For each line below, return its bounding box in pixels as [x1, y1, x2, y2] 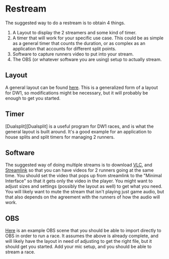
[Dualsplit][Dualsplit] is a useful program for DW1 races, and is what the [5, 123, 154, 129]
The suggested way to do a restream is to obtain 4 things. [5, 20, 125, 26]
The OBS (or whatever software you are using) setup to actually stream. [12, 56, 162, 62]
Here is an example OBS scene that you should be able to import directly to [5, 228, 161, 234]
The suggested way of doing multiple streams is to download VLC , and [5, 162, 152, 168]
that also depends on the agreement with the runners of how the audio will [5, 194, 160, 200]
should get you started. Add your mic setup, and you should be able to [5, 243, 152, 250]
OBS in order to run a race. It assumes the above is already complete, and [5, 233, 159, 239]
